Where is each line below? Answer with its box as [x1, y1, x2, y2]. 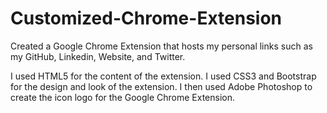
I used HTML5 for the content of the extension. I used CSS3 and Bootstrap [10, 70, 317, 82]
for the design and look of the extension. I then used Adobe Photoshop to [10, 80, 313, 92]
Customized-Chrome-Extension [10, 7, 282, 30]
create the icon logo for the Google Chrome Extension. [10, 91, 236, 103]
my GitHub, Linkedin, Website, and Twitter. [10, 50, 186, 62]
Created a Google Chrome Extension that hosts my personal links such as [10, 40, 313, 52]
